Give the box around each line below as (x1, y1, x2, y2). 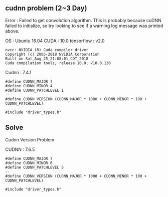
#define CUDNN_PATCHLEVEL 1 (5, 88, 64, 93)
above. (5, 28, 20, 34)
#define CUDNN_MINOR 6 (5, 160, 53, 165)
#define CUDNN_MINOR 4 (5, 83, 53, 88)
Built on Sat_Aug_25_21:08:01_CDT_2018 (5, 56, 89, 61)
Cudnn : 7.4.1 (5, 69, 32, 75)
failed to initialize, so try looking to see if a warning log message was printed (5, 23, 163, 29)
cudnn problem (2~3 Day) (5, 4, 87, 13)
